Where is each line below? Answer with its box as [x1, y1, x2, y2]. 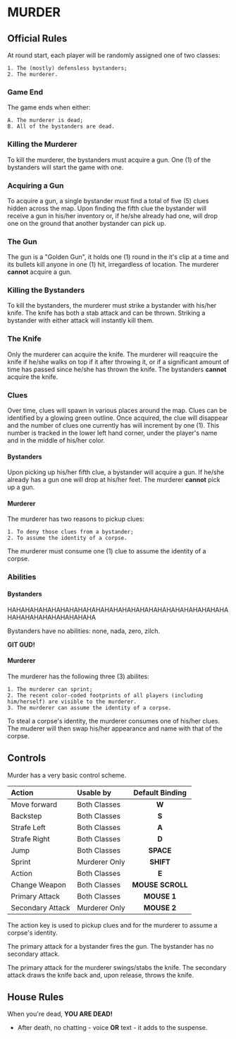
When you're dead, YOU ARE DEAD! [7, 1010, 113, 1019]
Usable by [77, 788, 111, 798]
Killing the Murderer [7, 139, 77, 149]
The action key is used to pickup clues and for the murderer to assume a [7, 920, 218, 929]
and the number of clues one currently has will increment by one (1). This [7, 421, 220, 430]
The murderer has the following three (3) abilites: [7, 672, 149, 680]
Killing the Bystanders [7, 285, 85, 295]
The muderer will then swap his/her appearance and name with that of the [7, 724, 223, 733]
